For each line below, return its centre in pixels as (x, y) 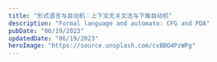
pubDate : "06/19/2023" (46, 31)
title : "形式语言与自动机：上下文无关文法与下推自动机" (90, 16)
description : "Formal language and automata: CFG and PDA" (109, 23)
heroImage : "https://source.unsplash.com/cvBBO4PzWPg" (102, 46)
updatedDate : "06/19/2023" (53, 38)
